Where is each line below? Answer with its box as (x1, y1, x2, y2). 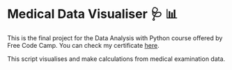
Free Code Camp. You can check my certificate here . (7, 41, 160, 49)
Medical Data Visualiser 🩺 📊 (7, 6, 178, 22)
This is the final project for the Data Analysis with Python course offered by (7, 33, 223, 42)
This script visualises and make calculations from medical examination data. (7, 54, 226, 63)
